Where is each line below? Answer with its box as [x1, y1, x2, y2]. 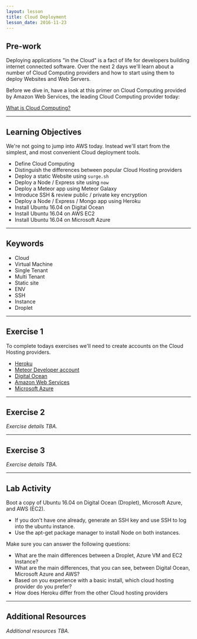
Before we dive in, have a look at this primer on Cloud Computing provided [6, 87, 186, 94]
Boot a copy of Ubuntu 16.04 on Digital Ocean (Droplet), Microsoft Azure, [6, 499, 183, 506]
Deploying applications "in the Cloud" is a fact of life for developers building [6, 57, 189, 64]
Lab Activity [6, 484, 52, 493]
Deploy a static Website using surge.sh [14, 173, 109, 180]
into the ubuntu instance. [14, 523, 75, 530]
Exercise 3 [6, 445, 45, 455]
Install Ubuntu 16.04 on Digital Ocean [14, 204, 104, 211]
